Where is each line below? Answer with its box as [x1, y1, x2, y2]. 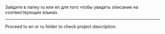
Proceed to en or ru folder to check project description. [5, 24, 117, 29]
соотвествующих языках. [5, 9, 59, 15]
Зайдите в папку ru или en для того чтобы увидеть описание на [5, 4, 138, 10]
